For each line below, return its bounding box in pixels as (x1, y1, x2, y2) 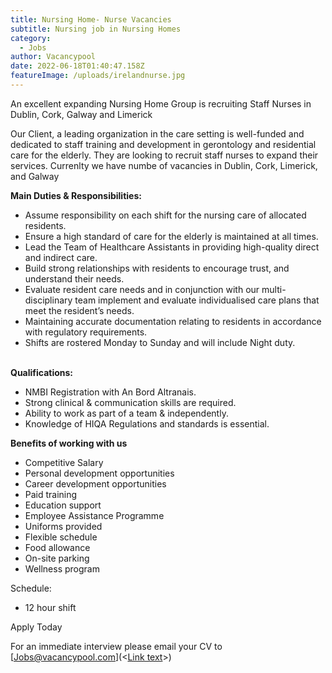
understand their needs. (24, 272, 125, 285)
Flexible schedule (24, 531, 98, 543)
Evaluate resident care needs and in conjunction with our (24, 283, 260, 295)
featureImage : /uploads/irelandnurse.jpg (10, 71, 186, 81)
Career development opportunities (24, 477, 167, 490)
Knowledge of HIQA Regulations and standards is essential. (24, 417, 270, 430)
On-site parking (24, 552, 90, 564)
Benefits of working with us (10, 437, 128, 449)
